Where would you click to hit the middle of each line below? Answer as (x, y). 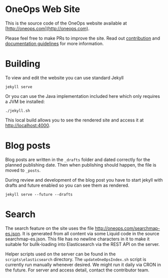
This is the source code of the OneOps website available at (66, 23)
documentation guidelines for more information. (54, 43)
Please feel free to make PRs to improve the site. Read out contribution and (83, 38)
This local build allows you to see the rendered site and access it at (74, 120)
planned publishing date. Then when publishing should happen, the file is (81, 165)
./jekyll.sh (18, 111)
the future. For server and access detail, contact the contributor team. (77, 270)
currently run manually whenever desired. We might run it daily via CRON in (83, 264)
